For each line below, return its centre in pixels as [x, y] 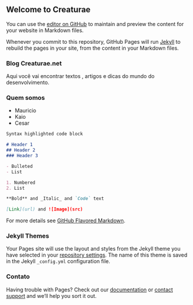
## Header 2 [21, 150]
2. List [16, 188]
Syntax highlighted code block [45, 134]
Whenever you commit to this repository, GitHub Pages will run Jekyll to [94, 41]
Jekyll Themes [28, 236]
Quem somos [26, 98]
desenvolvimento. [28, 83]
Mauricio [25, 111]
